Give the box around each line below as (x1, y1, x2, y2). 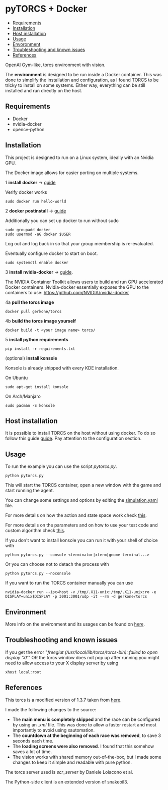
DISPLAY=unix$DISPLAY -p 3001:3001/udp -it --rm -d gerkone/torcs (5, 594, 147, 599)
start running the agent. (5, 488, 54, 494)
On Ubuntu (5, 375, 28, 381)
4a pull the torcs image (5, 299, 54, 305)
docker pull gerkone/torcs (5, 309, 62, 314)
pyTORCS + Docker (5, 3, 87, 15)
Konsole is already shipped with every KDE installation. (5, 364, 119, 371)
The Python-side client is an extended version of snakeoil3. (5, 778, 128, 785)
